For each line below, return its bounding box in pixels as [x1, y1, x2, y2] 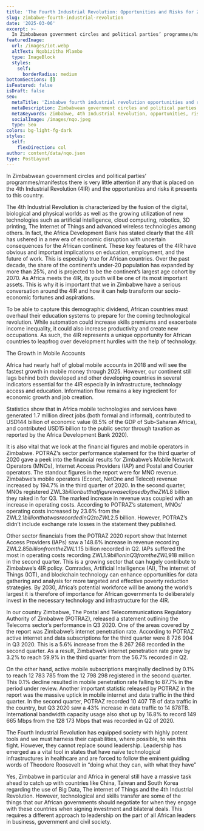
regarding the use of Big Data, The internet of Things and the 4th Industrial [6, 786, 194, 793]
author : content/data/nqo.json [6, 150, 86, 156]
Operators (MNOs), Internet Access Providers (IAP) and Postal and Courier [6, 462, 193, 470]
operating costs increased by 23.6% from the [6, 508, 120, 515]
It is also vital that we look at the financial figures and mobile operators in [6, 443, 189, 450]
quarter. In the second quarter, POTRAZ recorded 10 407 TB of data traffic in [6, 698, 197, 705]
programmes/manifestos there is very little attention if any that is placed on [6, 179, 194, 186]
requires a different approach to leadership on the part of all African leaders [6, 812, 196, 819]
